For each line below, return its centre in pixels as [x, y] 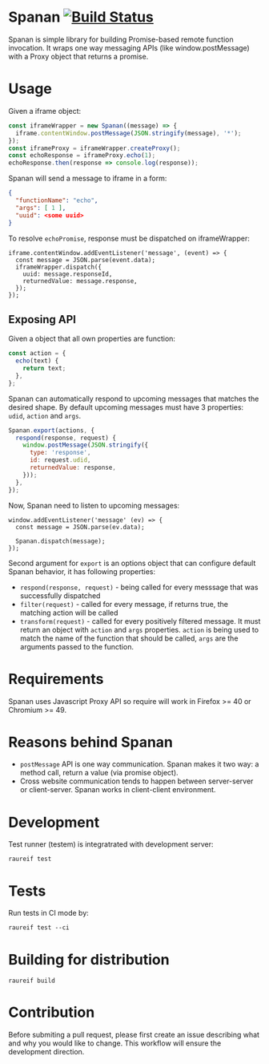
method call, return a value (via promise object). [99, 773]
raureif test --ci [39, 928]
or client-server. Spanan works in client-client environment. [118, 790]
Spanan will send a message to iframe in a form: [88, 178]
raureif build [32, 981]
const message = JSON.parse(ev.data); [80, 527]
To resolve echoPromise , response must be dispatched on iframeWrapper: [129, 238]
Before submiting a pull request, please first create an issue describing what [134, 1035]
